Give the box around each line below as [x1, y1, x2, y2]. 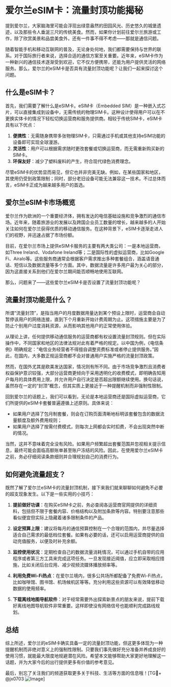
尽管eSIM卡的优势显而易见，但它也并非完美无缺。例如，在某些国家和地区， [5, 169, 163, 175]
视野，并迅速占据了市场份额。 [14, 232, 77, 238]
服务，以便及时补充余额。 [26, 538, 80, 544]
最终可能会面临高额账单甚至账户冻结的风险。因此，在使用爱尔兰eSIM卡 [14, 447, 163, 454]
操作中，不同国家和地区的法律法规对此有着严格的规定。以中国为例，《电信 [5, 340, 159, 346]
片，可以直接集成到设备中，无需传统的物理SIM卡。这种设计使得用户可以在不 [5, 109, 165, 115]
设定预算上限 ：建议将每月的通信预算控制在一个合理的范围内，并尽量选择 [12, 526, 164, 532]
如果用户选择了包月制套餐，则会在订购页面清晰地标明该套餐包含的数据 [12, 411, 160, 417]
